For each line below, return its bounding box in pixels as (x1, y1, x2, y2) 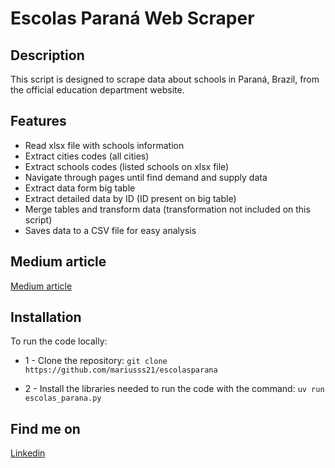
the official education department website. (10, 84, 185, 96)
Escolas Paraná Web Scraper (10, 7, 255, 30)
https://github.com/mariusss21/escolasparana (24, 365, 218, 376)
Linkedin (10, 447, 46, 459)
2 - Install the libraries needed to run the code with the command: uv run (24, 383, 325, 395)
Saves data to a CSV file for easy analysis (24, 224, 197, 236)
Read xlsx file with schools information (24, 139, 185, 151)
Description (10, 47, 85, 64)
